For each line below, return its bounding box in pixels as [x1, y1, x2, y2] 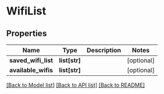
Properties [6, 28, 47, 39]
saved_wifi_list [9, 56, 53, 64]
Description [87, 46, 121, 54]
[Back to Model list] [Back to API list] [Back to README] [6, 81, 145, 89]
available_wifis [9, 66, 53, 74]
